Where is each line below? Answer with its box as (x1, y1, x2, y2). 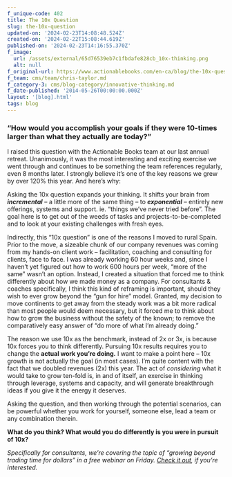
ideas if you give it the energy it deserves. (7, 386, 126, 395)
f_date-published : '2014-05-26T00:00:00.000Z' (7, 87, 144, 94)
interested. (7, 463, 38, 471)
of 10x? (7, 435, 29, 444)
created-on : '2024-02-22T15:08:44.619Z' (7, 36, 126, 43)
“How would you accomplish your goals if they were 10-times (7, 123, 217, 132)
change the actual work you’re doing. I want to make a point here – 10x (7, 350, 211, 358)
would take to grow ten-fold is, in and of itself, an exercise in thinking (7, 372, 204, 380)
